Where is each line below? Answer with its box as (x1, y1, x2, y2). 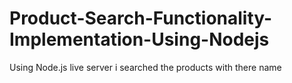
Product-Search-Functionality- (9, 7, 273, 30)
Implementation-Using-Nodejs (9, 28, 270, 51)
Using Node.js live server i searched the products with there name (9, 61, 282, 73)
